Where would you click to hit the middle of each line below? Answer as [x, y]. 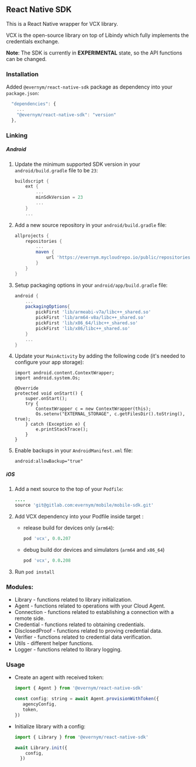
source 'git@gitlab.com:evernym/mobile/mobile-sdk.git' [84, 505]
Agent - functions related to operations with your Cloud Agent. [90, 606]
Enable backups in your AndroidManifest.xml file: [74, 450]
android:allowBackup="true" [49, 461]
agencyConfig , [40, 704]
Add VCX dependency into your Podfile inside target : [79, 517]
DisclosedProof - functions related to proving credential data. [88, 631]
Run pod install [35, 572]
